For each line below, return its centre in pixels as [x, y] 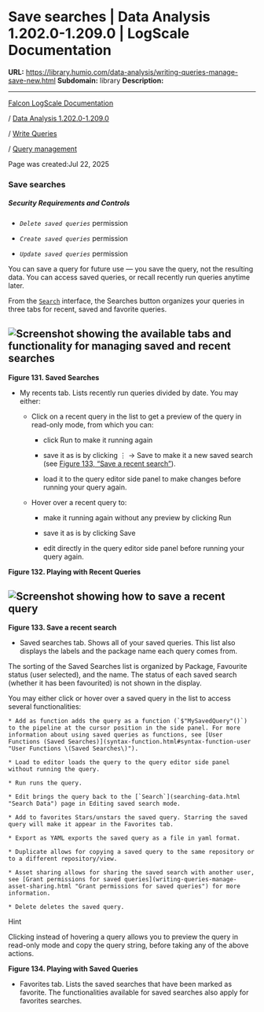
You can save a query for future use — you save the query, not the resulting [131, 268]
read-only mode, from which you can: [92, 424]
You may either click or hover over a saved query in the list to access [120, 698]
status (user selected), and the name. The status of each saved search [123, 675]
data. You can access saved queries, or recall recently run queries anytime [129, 277]
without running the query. [54, 770]
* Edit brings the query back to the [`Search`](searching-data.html [125, 797]
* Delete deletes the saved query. [66, 907]
